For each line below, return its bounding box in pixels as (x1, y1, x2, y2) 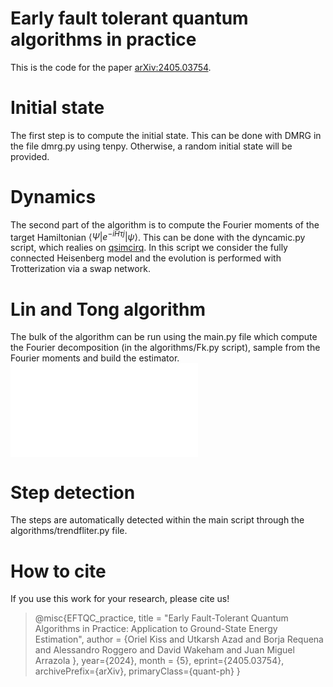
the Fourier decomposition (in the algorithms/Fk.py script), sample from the (10, 342, 321, 354)
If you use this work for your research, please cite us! (10, 593, 230, 605)
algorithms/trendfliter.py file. (10, 525, 128, 537)
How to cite (10, 560, 107, 582)
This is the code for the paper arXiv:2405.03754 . (10, 61, 212, 73)
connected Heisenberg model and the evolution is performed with (10, 252, 282, 264)
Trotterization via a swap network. (10, 263, 151, 275)
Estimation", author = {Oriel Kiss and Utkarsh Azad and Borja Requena (34, 633, 324, 646)
